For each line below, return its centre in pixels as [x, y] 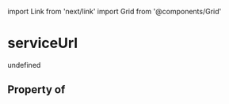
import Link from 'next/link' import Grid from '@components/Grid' [114, 11]
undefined [24, 65]
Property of [36, 90]
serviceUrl [43, 43]
